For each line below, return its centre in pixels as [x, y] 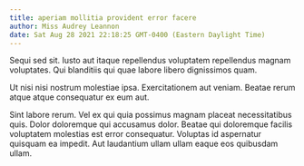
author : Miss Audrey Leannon [64, 26]
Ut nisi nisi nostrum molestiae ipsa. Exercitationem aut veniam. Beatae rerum [152, 88]
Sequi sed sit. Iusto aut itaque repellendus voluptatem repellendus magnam [150, 61]
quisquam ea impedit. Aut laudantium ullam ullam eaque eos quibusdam [144, 144]
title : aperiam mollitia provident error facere [103, 18]
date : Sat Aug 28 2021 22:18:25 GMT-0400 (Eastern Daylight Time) [137, 34]
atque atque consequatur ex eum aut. [79, 97]
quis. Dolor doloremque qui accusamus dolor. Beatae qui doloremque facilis [151, 124]
